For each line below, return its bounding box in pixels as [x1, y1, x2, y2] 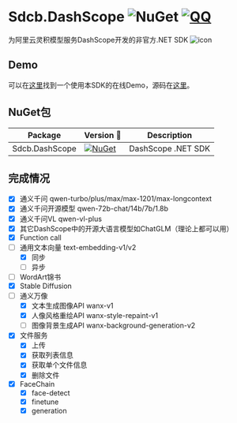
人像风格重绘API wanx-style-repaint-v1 [31, 311, 159, 320]
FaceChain [19, 379, 55, 388]
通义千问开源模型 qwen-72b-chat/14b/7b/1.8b [19, 204, 168, 213]
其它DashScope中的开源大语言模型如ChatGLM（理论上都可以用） [19, 223, 234, 233]
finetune [31, 397, 59, 406]
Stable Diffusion [19, 281, 73, 290]
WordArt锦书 [19, 272, 62, 282]
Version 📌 [84, 129, 122, 140]
